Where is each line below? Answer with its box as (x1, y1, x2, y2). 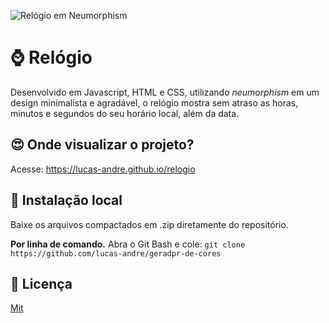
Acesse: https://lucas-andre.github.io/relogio (10, 163, 196, 175)
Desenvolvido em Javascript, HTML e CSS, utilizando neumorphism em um (10, 86, 320, 98)
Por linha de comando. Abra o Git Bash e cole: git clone (10, 238, 246, 250)
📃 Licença (10, 275, 73, 292)
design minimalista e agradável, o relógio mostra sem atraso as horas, (10, 96, 299, 109)
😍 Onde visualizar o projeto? (10, 136, 195, 154)
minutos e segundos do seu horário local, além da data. (10, 107, 240, 119)
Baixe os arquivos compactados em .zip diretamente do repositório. (10, 218, 289, 230)
